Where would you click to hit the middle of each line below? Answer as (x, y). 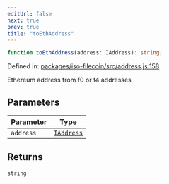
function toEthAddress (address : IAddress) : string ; (85, 53)
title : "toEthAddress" (41, 33)
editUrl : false (30, 14)
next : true (23, 20)
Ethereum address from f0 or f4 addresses (70, 80)
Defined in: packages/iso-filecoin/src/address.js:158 (83, 66)
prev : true (23, 27)
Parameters (34, 102)
